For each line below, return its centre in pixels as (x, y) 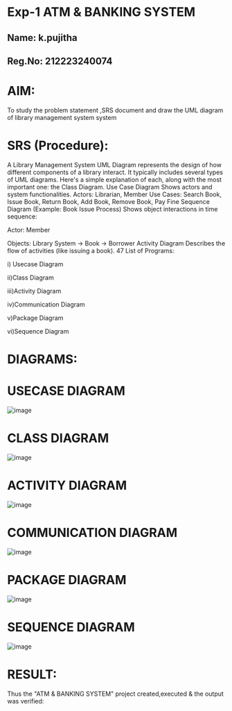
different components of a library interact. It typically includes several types (115, 172)
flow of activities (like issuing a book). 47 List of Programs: (91, 250)
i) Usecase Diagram (35, 264)
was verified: (26, 701)
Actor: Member (29, 230)
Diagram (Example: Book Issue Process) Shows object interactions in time (113, 209)
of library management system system (62, 117)
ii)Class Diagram (30, 277)
